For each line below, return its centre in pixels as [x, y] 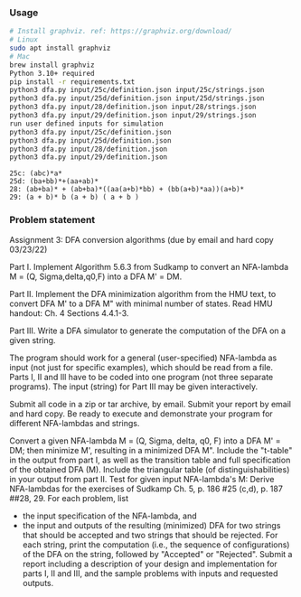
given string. [33, 340]
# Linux [24, 40]
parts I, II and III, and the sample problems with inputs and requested [150, 573]
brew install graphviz [52, 65]
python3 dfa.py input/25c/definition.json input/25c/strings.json [137, 90]
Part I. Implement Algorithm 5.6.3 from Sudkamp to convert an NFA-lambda [149, 266]
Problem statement [52, 220]
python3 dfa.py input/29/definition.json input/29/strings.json [133, 116]
